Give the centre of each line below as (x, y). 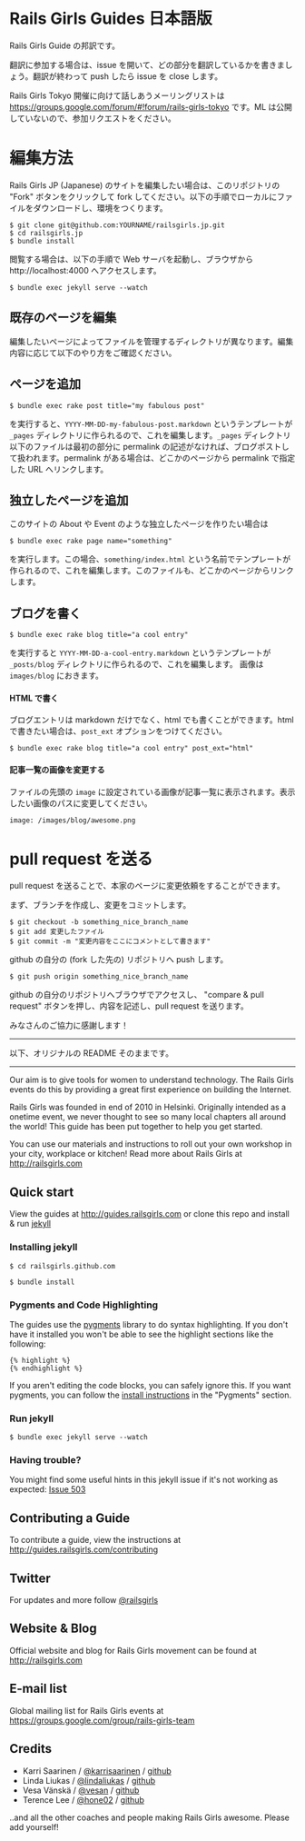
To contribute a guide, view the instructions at (95, 1540)
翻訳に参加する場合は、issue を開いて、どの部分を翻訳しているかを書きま (148, 65)
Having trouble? (45, 1460)
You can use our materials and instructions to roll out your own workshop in (151, 1144)
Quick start (42, 1192)
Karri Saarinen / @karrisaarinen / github (97, 1771)
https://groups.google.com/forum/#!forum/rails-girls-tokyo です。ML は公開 (151, 106)
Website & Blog (53, 1629)
